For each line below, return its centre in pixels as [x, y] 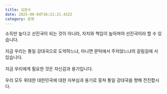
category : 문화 [20, 19]
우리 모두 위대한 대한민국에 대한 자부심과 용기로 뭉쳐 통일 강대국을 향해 [74, 80]
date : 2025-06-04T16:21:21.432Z [39, 14]
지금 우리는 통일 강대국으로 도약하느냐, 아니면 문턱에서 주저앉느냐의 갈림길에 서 [82, 51]
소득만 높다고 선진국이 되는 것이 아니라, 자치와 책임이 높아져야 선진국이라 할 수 [81, 34]
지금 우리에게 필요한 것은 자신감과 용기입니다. [49, 69]
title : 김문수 [18, 10]
